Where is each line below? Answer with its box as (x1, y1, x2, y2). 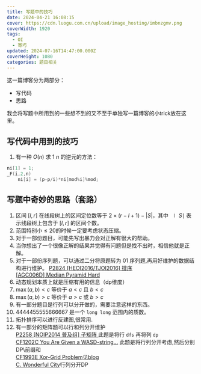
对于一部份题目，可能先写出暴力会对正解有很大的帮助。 (15, 234, 153, 241)
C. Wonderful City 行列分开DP (15, 361, 89, 368)
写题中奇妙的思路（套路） (7, 195, 102, 205)
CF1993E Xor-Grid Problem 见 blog (15, 353, 99, 361)
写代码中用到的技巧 (7, 136, 78, 146)
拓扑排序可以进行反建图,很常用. (15, 316, 93, 323)
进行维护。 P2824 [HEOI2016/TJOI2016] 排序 (20, 264, 133, 271)
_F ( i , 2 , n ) (7, 171, 32, 177)
